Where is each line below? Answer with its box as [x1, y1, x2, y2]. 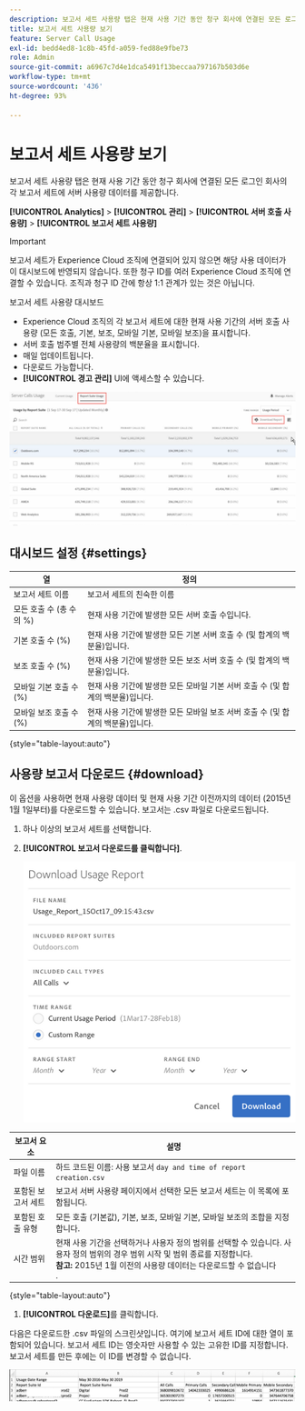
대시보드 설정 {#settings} [9, 545, 148, 561]
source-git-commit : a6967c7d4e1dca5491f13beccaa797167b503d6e [9, 63, 250, 72]
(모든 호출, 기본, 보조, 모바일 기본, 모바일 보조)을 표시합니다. [39, 327, 251, 338]
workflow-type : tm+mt [9, 73, 92, 82]
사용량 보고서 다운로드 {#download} [9, 766, 204, 782]
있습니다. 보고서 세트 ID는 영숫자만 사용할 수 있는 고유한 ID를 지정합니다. [33, 1339, 289, 1350]
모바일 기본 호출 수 [13, 681, 79, 692]
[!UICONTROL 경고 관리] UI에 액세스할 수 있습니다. [22, 373, 205, 384]
